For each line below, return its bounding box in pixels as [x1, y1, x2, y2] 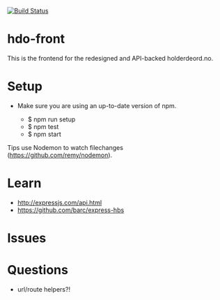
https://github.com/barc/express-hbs [17, 206, 125, 214]
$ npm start [27, 130, 61, 138]
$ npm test [27, 122, 59, 130]
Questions [7, 262, 68, 278]
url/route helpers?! [17, 285, 71, 293]
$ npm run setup [27, 115, 76, 123]
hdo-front [7, 31, 65, 47]
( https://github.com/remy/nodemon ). [7, 151, 113, 159]
